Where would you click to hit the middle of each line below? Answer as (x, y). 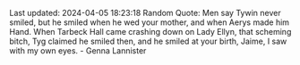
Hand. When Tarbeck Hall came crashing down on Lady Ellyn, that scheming (150, 32)
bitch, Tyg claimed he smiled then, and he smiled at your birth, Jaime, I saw (148, 41)
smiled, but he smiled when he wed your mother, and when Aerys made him (149, 22)
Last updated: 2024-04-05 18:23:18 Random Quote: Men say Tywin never (145, 13)
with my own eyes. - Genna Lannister (78, 51)
